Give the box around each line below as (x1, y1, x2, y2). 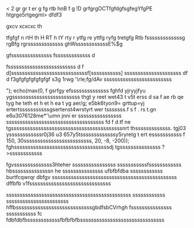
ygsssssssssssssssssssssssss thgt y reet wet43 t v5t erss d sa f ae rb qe (6, 94, 184, 100)
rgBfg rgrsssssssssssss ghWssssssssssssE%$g (6, 41, 123, 47)
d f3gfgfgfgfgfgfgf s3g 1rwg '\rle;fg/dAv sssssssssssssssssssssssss (6, 76, 172, 82)
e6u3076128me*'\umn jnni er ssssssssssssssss (6, 112, 122, 119)
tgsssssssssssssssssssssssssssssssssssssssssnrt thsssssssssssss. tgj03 (6, 125, 186, 131)
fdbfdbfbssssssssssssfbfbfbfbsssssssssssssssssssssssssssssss (6, 216, 165, 223)
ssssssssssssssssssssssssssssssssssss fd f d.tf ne (6, 118, 131, 125)
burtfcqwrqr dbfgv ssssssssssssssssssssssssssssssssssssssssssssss (6, 174, 178, 180)
